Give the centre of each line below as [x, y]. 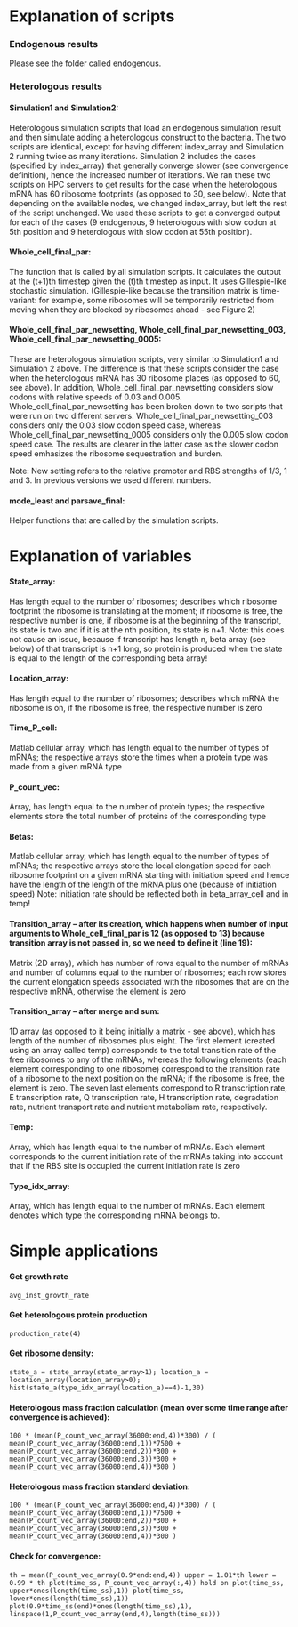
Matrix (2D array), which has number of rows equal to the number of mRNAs [149, 963]
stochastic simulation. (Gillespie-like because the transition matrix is [134, 290]
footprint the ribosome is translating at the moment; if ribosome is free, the [146, 610]
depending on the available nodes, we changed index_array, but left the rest [148, 203]
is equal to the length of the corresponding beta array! [109, 658]
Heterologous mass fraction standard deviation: [100, 1486]
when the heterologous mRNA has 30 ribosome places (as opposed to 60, [145, 378]
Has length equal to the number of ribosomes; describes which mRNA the [145, 698]
